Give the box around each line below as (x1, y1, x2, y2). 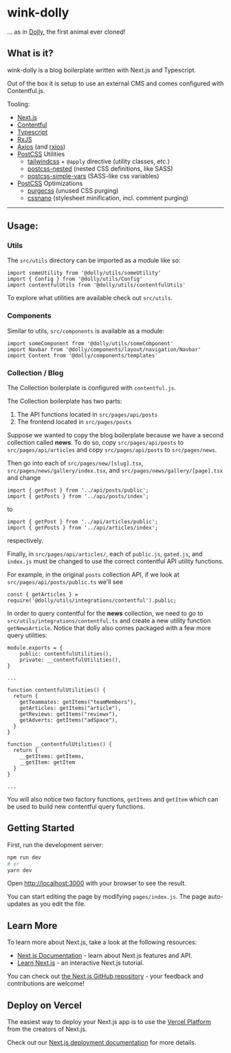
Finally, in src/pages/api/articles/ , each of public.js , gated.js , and (7, 550, 203, 559)
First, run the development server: (7, 840, 104, 848)
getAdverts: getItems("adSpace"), (19, 717, 118, 724)
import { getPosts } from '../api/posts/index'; (7, 493, 149, 500)
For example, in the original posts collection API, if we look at (7, 570, 180, 579)
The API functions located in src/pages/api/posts (16, 410, 158, 419)
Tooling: (7, 100, 30, 108)
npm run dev (7, 854, 41, 861)
